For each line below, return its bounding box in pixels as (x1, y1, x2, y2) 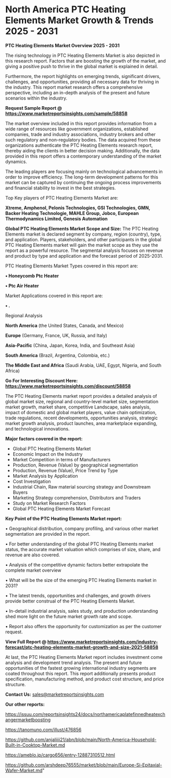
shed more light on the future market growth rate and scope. (5, 613, 133, 619)
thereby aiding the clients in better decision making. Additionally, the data (5, 147, 160, 153)
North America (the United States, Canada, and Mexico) (5, 322, 124, 328)
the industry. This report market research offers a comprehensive (5, 84, 143, 90)
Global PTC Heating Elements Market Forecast (12, 505, 111, 512)
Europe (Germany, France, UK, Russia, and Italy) (5, 332, 107, 338)
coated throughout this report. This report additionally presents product (5, 670, 156, 676)
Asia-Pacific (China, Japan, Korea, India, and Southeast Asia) (5, 342, 135, 348)
